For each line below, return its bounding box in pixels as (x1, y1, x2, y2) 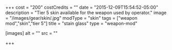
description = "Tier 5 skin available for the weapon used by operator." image (5, 10, 167, 16)
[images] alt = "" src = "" (5, 30, 58, 36)
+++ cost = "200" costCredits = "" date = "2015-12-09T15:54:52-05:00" (5, 5, 158, 10)
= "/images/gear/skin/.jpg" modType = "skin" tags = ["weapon (5, 15, 138, 21)
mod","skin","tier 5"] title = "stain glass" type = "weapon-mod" (5, 20, 138, 26)
